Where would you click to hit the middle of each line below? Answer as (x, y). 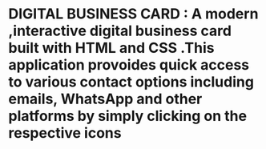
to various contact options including (131, 82)
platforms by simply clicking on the (127, 116)
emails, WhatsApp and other (105, 99)
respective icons (65, 133)
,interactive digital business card (120, 31)
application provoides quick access (129, 65)
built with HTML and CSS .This (111, 48)
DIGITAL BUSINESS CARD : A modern (133, 14)
